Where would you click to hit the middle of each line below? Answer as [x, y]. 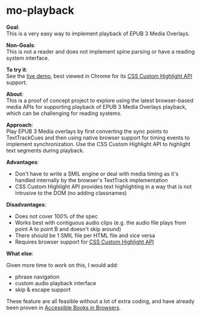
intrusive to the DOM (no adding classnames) [71, 192]
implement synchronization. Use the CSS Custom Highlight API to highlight [98, 144]
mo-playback [40, 11]
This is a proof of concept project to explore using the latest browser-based [100, 100]
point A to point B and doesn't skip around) [68, 229]
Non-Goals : [21, 45]
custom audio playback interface [55, 283]
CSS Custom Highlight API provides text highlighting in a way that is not [103, 186]
